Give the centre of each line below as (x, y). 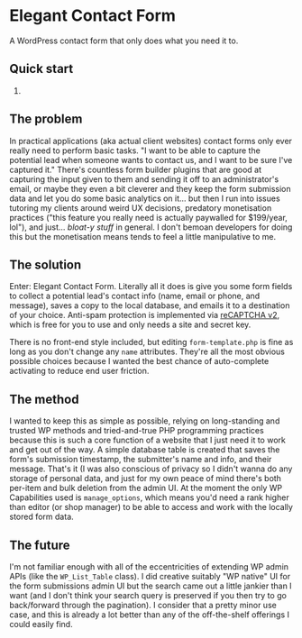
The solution (46, 264)
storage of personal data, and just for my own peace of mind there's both (146, 478)
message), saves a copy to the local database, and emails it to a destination (150, 305)
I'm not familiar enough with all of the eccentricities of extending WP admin (149, 567)
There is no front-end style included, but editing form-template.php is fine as (151, 342)
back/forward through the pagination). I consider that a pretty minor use (143, 605)
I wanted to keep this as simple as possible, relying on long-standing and (145, 421)
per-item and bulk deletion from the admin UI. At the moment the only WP (146, 488)
